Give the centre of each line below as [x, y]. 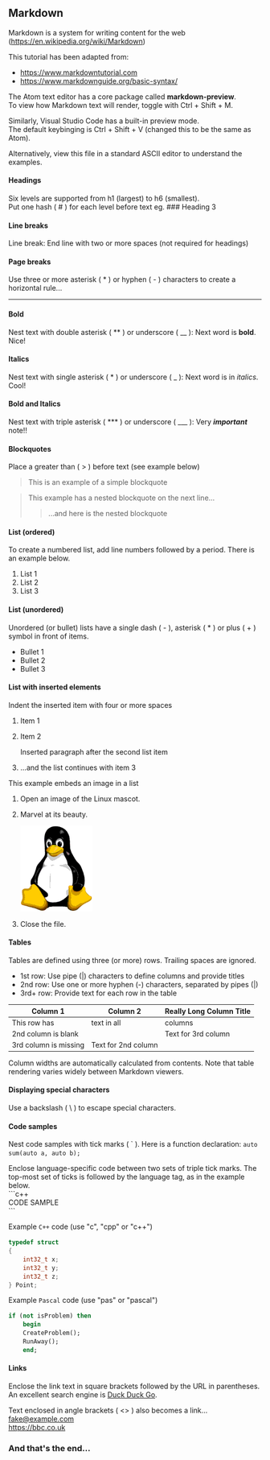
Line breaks [28, 225]
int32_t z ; [41, 1276]
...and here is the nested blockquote [108, 514]
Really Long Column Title [208, 1011]
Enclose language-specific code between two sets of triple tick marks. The [133, 1168]
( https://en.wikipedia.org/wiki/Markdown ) [77, 41]
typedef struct [34, 1243]
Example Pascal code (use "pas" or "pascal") [83, 1301]
